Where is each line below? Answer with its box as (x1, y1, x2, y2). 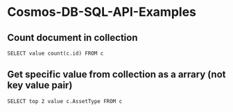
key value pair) (7, 80, 73, 91)
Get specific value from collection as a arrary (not (7, 68, 226, 80)
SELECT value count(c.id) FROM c (7, 50, 104, 57)
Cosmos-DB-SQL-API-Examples (7, 4, 196, 20)
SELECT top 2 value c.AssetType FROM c (7, 97, 123, 104)
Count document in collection (7, 32, 138, 44)
